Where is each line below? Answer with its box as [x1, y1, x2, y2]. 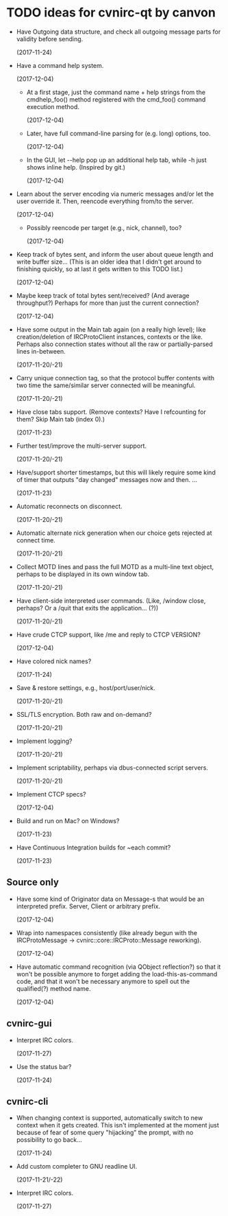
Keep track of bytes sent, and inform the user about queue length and [16, 250, 214, 258]
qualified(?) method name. [16, 984, 91, 993]
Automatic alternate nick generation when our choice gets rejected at [16, 529, 212, 537]
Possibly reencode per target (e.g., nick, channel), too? [26, 223, 182, 231]
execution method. [26, 102, 80, 111]
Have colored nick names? [16, 657, 92, 665]
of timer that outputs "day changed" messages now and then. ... [16, 475, 198, 483]
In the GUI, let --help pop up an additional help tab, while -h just [26, 156, 207, 164]
